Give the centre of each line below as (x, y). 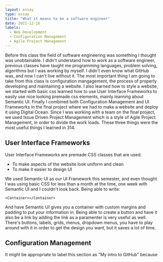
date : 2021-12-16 (23, 23)
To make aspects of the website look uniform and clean (68, 164)
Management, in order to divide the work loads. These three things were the (81, 122)
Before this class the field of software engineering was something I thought (81, 55)
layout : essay (20, 9)
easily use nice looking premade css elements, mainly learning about (74, 96)
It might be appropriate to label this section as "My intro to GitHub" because (81, 255)
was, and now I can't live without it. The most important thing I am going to (80, 75)
